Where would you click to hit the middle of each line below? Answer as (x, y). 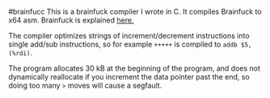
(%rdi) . (20, 53)
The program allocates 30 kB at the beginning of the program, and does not (135, 68)
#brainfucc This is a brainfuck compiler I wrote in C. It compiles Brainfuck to (135, 12)
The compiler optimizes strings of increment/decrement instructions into (129, 36)
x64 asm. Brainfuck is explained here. (71, 20)
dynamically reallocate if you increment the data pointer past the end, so (129, 77)
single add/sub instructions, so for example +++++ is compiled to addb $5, (130, 44)
